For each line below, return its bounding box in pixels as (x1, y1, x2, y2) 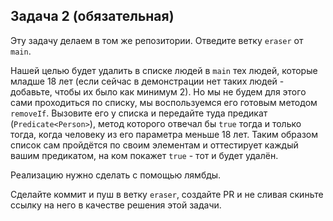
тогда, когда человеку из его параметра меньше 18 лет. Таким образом (10, 128, 319, 140)
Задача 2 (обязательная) (10, 8, 175, 25)
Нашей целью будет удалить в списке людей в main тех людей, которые (10, 64, 318, 76)
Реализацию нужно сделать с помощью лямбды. (10, 169, 222, 181)
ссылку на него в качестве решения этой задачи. (10, 199, 222, 211)
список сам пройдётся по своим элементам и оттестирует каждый (10, 139, 299, 151)
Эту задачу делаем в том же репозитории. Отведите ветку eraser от (10, 34, 304, 46)
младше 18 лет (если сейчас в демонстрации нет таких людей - (10, 75, 285, 87)
